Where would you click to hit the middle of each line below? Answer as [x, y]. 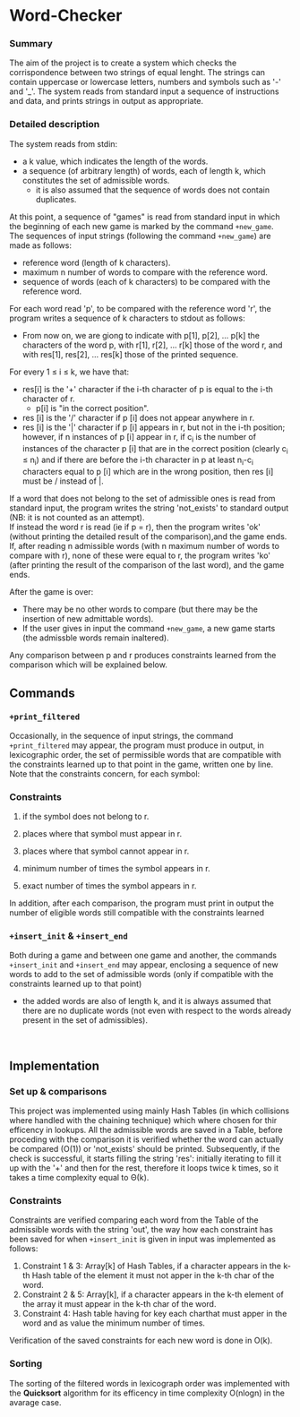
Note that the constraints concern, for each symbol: [105, 773]
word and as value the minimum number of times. [114, 1323]
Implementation [55, 1065]
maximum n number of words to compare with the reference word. [145, 272]
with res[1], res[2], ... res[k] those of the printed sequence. [130, 354]
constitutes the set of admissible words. [96, 180]
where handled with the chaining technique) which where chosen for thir [143, 1121]
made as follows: [40, 245]
